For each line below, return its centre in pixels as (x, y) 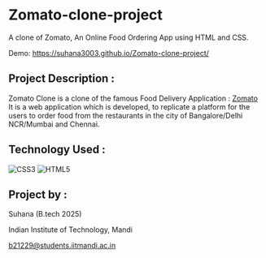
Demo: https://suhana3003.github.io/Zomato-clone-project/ (109, 53)
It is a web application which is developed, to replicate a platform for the (129, 106)
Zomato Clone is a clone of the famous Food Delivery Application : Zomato (133, 98)
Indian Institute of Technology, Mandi (70, 230)
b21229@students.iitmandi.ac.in (62, 246)
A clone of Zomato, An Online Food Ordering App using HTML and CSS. (129, 37)
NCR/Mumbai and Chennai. (54, 124)
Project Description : (62, 79)
